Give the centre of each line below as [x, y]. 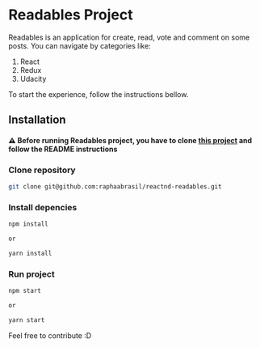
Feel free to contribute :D [50, 335]
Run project [31, 274]
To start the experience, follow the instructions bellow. [99, 94]
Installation [37, 120]
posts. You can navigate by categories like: [80, 45]
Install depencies [43, 208]
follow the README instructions [63, 149]
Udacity [33, 78]
